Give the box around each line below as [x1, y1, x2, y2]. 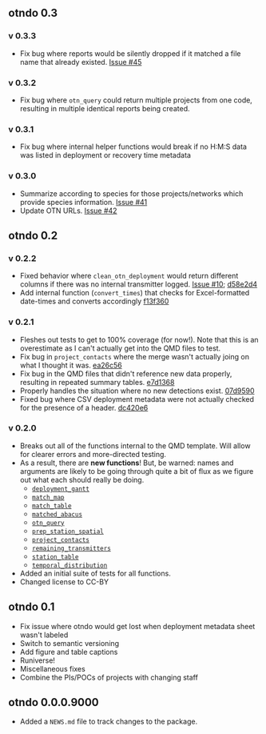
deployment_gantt [31, 484, 90, 493]
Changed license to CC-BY [19, 576, 109, 587]
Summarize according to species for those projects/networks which [19, 188, 244, 199]
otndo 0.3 [8, 6, 58, 20]
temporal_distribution [31, 561, 108, 569]
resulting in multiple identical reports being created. [19, 103, 190, 113]
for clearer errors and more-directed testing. [19, 449, 166, 459]
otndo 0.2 [8, 228, 58, 243]
